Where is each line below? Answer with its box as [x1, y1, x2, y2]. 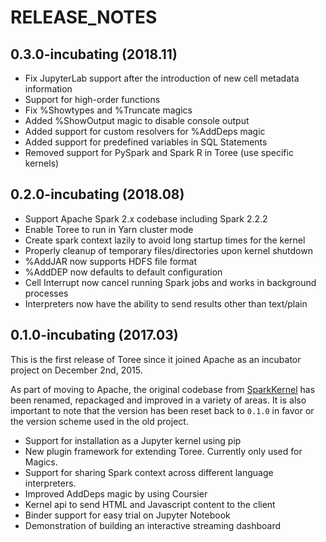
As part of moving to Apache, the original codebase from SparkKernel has [10, 383, 316, 395]
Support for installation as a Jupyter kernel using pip [24, 434, 242, 446]
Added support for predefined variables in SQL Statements [24, 136, 268, 148]
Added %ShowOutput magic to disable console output [24, 115, 250, 126]
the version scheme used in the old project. [10, 415, 189, 427]
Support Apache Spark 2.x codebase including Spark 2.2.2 [24, 212, 268, 225]
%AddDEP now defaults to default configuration [24, 266, 223, 278]
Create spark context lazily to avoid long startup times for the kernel [24, 234, 306, 246]
